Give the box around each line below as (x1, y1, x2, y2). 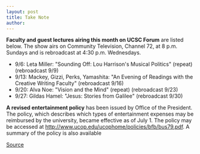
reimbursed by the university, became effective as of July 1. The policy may (6, 117, 192, 124)
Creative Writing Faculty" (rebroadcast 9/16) (14, 80, 124, 87)
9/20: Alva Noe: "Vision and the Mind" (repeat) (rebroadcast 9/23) (14, 86, 179, 93)
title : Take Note (6, 14, 50, 20)
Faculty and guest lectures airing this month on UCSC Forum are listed (6, 37, 184, 44)
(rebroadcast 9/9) (14, 67, 59, 74)
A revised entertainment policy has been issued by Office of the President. (6, 104, 193, 111)
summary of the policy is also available (6, 129, 101, 137)
